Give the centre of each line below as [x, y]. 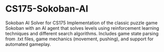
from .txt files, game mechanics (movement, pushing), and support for [79, 39]
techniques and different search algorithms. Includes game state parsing [82, 33]
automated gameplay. [28, 44]
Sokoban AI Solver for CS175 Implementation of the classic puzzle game [81, 23]
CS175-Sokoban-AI [47, 9]
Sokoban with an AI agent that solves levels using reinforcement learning [82, 28]
